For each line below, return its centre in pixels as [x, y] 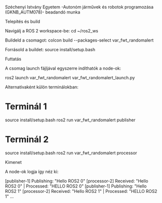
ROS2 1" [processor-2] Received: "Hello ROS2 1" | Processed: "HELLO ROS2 [81, 191]
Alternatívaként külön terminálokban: [42, 87]
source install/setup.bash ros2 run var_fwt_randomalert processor [71, 153]
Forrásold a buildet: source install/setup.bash [50, 50]
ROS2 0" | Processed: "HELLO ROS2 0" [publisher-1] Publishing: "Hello [76, 186]
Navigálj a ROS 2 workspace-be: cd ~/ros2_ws [52, 31]
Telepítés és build [23, 22]
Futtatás [13, 59]
